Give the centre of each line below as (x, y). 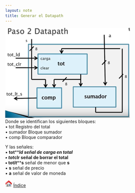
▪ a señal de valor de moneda (36, 173)
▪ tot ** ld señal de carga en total (39, 152)
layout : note (19, 10)
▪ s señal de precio (25, 168)
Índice (20, 185)
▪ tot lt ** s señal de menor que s (37, 162)
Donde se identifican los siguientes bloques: (51, 121)
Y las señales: (19, 147)
